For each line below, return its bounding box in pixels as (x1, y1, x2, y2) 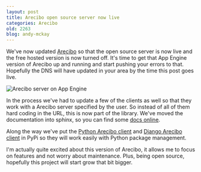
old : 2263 (6, 25, 31, 32)
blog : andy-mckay (6, 31, 50, 37)
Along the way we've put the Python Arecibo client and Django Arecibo (6, 128, 182, 135)
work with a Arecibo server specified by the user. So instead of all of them (6, 103, 190, 110)
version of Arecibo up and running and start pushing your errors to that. (6, 61, 184, 68)
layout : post (6, 8, 39, 15)
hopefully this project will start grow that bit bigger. (6, 159, 133, 166)
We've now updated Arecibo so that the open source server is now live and (6, 48, 193, 55)
